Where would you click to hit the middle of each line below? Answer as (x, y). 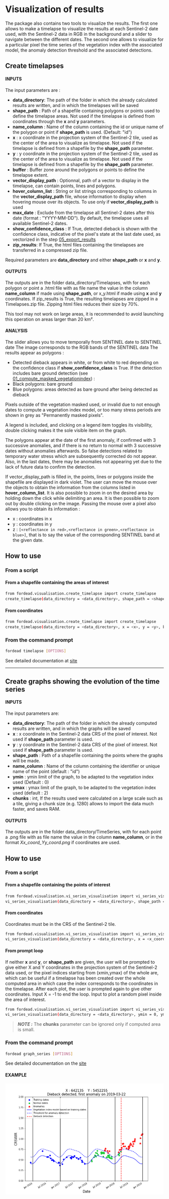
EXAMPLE (16, 1075)
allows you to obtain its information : (43, 509)
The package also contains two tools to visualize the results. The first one (81, 23)
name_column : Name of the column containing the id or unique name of (88, 127)
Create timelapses (34, 66)
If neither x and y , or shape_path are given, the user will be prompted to (80, 962)
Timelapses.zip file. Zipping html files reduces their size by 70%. (72, 304)
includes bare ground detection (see (50, 373)
